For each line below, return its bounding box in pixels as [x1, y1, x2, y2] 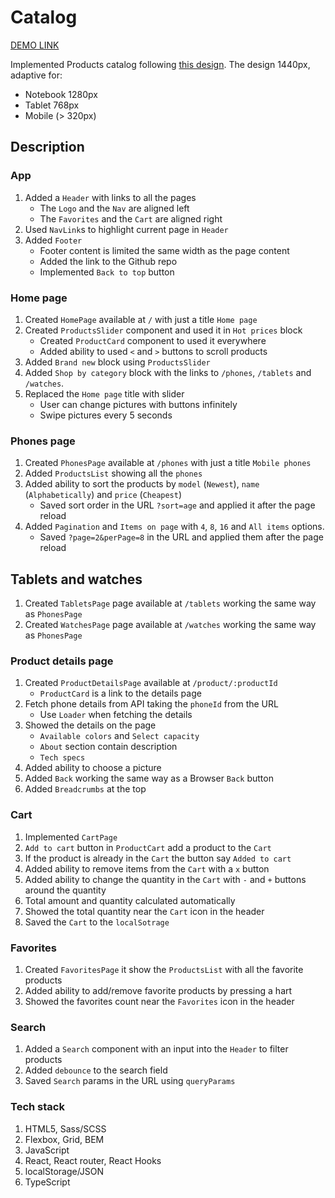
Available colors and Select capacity [39, 730, 200, 742]
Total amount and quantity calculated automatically [24, 894, 236, 906]
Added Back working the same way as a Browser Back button [24, 772, 274, 785]
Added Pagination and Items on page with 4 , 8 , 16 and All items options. [24, 521, 325, 533]
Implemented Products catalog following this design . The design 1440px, [10, 58, 311, 70]
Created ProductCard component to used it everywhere [39, 334, 267, 346]
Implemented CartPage [24, 831, 118, 843]
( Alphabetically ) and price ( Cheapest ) [24, 489, 183, 501]
